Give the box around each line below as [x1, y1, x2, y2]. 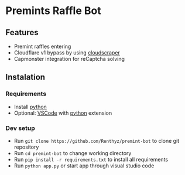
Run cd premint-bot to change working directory [13, 149, 132, 156]
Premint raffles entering [13, 43, 71, 50]
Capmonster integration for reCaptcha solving [13, 56, 125, 62]
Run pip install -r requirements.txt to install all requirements [13, 156, 168, 163]
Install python [13, 103, 47, 110]
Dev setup [5, 124, 36, 132]
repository [13, 143, 39, 150]
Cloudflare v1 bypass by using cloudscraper [13, 49, 121, 56]
